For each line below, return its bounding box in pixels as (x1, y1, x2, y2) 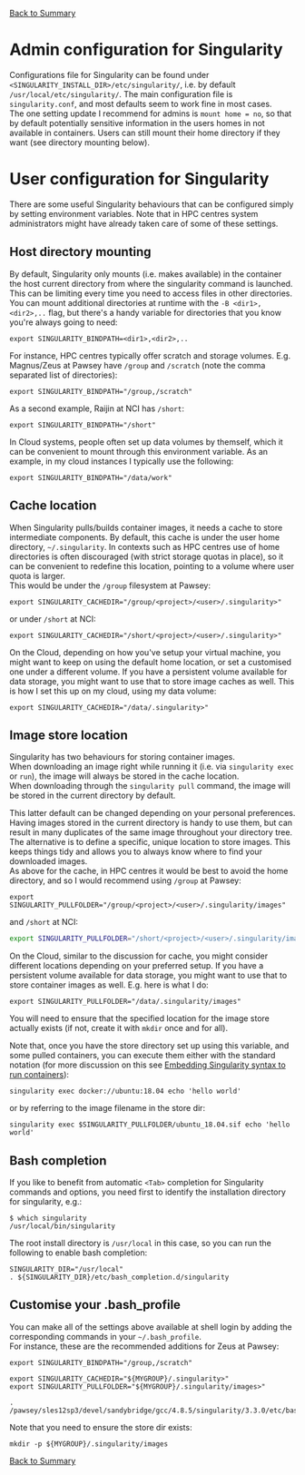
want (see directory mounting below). (9, 136, 150, 148)
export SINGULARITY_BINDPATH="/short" (9, 420, 156, 429)
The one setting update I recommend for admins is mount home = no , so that (9, 108, 292, 119)
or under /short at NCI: (9, 613, 96, 624)
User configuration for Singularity (9, 169, 270, 190)
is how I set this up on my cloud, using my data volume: (9, 685, 217, 696)
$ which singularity (9, 1214, 88, 1223)
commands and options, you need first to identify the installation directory (9, 1186, 286, 1197)
